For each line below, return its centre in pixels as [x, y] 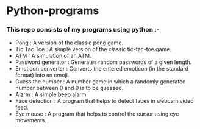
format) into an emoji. [42, 75]
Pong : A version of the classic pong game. [69, 43]
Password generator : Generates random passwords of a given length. [103, 62]
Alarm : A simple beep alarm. [52, 94]
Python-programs [53, 11]
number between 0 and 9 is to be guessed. [69, 88]
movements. [31, 120]
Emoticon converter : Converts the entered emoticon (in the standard [102, 69]
